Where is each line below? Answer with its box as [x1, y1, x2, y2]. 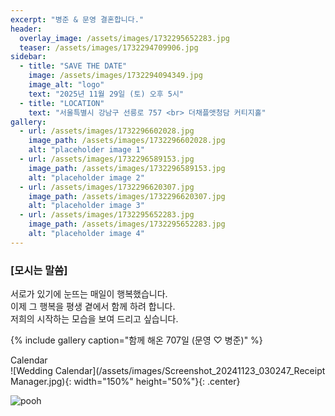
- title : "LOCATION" [19, 98, 105, 108]
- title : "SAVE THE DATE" [19, 61, 128, 71]
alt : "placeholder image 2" [28, 172, 145, 183]
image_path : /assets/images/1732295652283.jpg [28, 219, 226, 230]
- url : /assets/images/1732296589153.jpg [19, 154, 195, 164]
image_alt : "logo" [28, 80, 105, 90]
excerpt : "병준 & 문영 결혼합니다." [10, 14, 145, 25]
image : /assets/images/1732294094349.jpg [28, 71, 203, 81]
